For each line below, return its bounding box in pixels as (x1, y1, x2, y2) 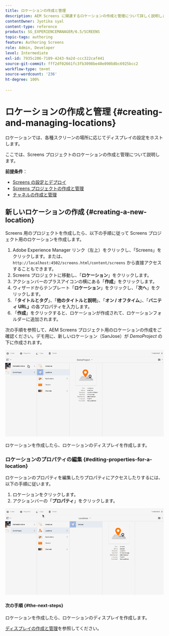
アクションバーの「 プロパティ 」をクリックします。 (12, 498, 118, 504)
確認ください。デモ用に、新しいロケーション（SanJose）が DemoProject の (5, 333, 162, 339)
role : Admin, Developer (5, 45, 55, 50)
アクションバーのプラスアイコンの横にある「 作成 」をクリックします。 (12, 278, 157, 284)
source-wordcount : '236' (5, 72, 57, 77)
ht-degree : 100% (5, 77, 39, 82)
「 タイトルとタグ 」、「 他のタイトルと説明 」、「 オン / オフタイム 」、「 (12, 297, 149, 303)
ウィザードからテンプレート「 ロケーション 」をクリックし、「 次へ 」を (12, 285, 156, 291)
